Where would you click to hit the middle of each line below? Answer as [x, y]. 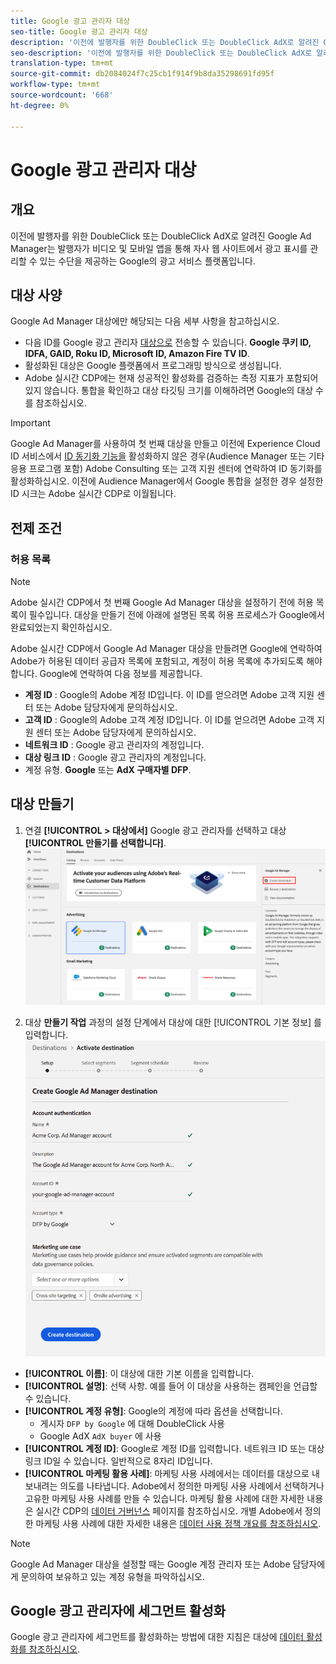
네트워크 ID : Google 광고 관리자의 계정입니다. [114, 744]
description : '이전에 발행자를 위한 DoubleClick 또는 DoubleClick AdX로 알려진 [165, 42]
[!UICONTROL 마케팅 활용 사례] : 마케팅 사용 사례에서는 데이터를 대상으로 [167, 1473]
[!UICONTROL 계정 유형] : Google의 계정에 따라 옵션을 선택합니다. [153, 1411]
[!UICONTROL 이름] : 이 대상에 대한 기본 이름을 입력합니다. [139, 1373]
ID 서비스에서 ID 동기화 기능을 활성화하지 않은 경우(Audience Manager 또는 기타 [167, 456]
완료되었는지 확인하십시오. [61, 627]
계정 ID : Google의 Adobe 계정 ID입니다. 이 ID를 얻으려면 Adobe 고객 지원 [169, 694]
